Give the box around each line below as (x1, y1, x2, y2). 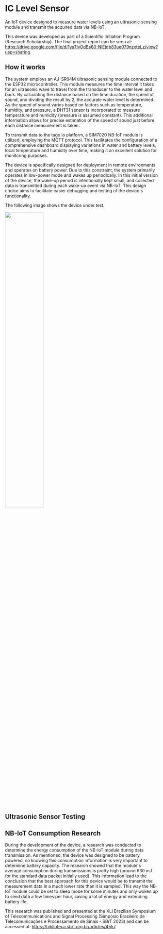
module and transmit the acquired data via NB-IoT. (5, 24, 106, 30)
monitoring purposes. (5, 153, 49, 158)
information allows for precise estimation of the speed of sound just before (5, 117, 155, 123)
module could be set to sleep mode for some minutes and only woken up (12, 888, 158, 894)
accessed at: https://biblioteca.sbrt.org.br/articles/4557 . (5, 923, 117, 929)
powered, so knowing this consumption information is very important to (5, 857, 148, 863)
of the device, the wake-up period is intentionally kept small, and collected (5, 177, 154, 183)
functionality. (5, 193, 32, 199)
